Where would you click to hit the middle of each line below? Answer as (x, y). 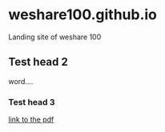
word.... (21, 81)
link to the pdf (31, 120)
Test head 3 (32, 102)
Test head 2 (38, 62)
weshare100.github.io (83, 15)
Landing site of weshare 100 (55, 37)
